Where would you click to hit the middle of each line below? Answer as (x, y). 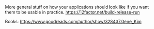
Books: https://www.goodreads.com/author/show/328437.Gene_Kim (73, 22)
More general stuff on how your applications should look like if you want (77, 7)
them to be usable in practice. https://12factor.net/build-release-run (72, 12)
